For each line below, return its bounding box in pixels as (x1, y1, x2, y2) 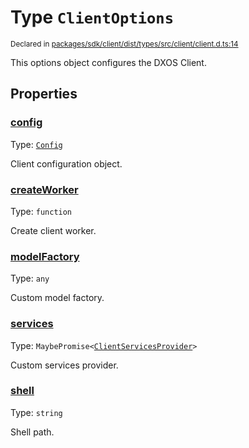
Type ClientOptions (10, 6, 175, 29)
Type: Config (10, 138, 63, 150)
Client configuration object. (10, 157, 123, 170)
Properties (10, 86, 78, 103)
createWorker (10, 182, 79, 196)
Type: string (10, 406, 63, 418)
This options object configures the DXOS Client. (10, 56, 207, 68)
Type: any (10, 272, 50, 285)
